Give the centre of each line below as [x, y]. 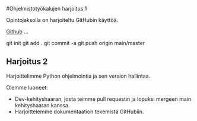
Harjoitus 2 [27, 62]
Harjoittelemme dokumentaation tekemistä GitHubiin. [79, 112]
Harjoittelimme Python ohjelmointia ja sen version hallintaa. [78, 76]
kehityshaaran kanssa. [42, 105]
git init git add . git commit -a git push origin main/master [76, 43]
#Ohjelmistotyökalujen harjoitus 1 [47, 9]
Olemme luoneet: [27, 87]
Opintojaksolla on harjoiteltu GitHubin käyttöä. [62, 20]
